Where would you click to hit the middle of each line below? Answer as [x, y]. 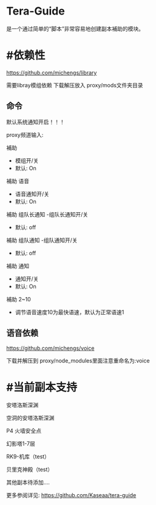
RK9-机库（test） [28, 457]
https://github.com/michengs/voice [50, 348]
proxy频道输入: [25, 135]
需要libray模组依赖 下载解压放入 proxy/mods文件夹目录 [75, 85]
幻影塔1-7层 [21, 444]
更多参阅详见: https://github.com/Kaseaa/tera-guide [71, 495]
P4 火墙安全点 [24, 431]
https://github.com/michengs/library [52, 72]
